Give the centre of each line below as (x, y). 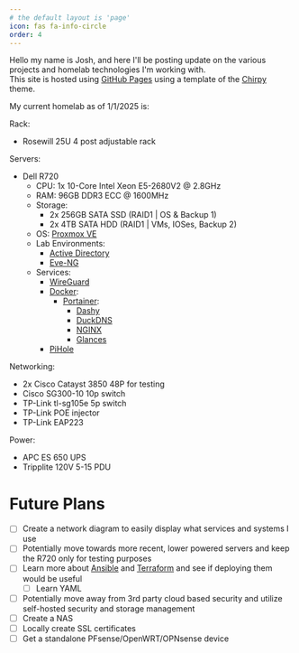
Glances (91, 340)
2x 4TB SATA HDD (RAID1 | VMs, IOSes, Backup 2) (143, 224)
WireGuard (69, 282)
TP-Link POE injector (61, 413)
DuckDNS (94, 321)
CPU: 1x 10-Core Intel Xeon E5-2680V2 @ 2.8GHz (128, 186)
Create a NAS (48, 618)
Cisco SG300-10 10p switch (74, 394)
